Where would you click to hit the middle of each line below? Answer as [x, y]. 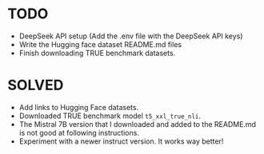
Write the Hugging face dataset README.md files [100, 44]
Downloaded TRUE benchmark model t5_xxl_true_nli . [110, 116]
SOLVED [36, 85]
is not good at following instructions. [79, 132]
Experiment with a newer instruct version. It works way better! [121, 141]
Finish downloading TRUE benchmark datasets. [97, 53]
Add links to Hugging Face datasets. [79, 107]
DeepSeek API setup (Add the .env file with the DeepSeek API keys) [131, 36]
